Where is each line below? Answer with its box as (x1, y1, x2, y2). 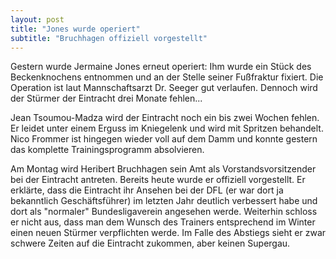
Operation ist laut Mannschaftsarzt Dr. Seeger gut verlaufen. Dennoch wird (10, 82, 318, 94)
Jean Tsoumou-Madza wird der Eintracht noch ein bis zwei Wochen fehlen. (10, 112, 320, 124)
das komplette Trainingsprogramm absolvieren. (10, 144, 205, 156)
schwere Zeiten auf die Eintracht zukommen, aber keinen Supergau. (10, 237, 291, 250)
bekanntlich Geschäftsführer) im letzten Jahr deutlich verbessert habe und (10, 195, 318, 207)
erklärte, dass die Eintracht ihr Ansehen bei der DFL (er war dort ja (10, 184, 284, 196)
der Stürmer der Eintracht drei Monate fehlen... (10, 92, 203, 105)
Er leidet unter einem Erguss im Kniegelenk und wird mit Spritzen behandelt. (10, 122, 324, 135)
